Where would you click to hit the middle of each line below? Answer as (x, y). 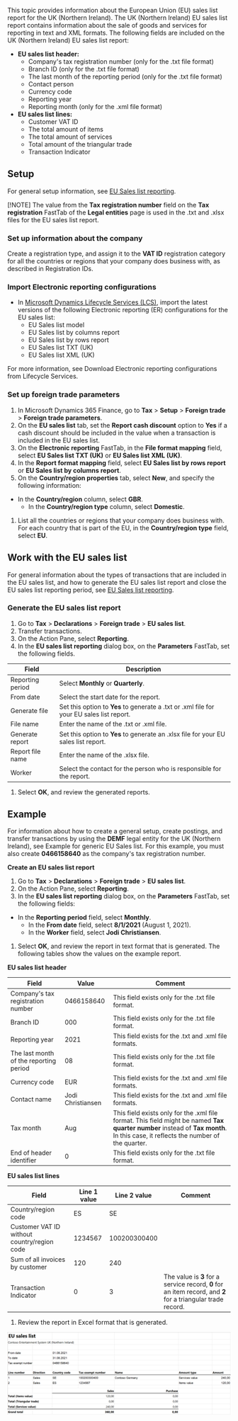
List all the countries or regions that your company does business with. (121, 520)
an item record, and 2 (195, 1291)
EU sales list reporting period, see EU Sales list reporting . (91, 590)
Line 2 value (134, 1195)
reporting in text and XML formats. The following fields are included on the (116, 33)
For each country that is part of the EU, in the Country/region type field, (123, 527)
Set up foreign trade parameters (64, 394)
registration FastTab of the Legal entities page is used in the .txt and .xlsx (116, 212)
